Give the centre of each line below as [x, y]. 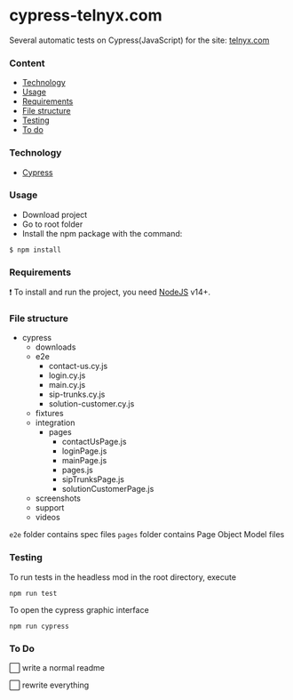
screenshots [58, 498]
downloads [55, 347]
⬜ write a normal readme [57, 668]
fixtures [49, 414]
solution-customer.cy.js [91, 404]
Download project [55, 214]
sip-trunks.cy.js [77, 394]
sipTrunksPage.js [93, 479]
